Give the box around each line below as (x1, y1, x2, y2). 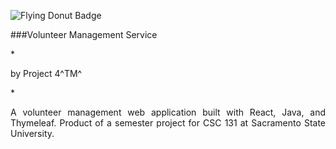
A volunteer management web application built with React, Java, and (10, 106, 326, 118)
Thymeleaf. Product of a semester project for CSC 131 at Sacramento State (10, 117, 326, 129)
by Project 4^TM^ (10, 68, 83, 79)
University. (10, 128, 55, 139)
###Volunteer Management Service (10, 29, 158, 40)
